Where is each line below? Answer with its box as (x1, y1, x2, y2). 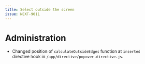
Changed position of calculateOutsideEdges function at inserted (12, 48, 141, 54)
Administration (5, 32, 66, 44)
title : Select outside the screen (5, 7, 75, 12)
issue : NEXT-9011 (5, 12, 40, 16)
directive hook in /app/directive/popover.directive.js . (12, 54, 124, 60)
